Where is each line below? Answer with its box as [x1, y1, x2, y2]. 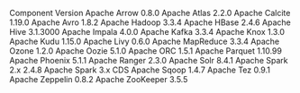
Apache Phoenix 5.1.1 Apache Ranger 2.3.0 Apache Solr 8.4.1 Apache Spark [9, 55, 288, 65]
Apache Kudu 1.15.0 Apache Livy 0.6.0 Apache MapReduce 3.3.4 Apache [9, 36, 280, 46]
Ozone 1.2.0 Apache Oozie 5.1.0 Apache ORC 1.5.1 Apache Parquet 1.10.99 [9, 46, 282, 56]
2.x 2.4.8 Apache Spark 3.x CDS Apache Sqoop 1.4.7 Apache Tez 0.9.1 [9, 64, 270, 75]
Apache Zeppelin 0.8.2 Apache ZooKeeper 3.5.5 [9, 74, 188, 84]
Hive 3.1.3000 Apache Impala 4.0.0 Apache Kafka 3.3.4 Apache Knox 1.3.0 [9, 27, 286, 37]
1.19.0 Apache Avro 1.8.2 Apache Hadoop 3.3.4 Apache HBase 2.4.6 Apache [9, 17, 291, 28]
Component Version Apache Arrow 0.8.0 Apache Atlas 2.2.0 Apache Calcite [9, 8, 291, 18]
